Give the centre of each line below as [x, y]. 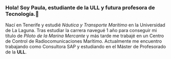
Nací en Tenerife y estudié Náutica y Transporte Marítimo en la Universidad [85, 25]
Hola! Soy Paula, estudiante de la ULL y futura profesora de [80, 8]
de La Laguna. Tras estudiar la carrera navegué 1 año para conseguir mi [81, 31]
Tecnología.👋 [22, 14]
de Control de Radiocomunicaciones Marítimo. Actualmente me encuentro [84, 41]
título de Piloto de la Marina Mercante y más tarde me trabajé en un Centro [85, 36]
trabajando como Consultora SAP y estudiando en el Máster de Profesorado [85, 47]
